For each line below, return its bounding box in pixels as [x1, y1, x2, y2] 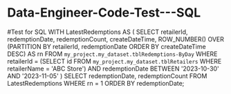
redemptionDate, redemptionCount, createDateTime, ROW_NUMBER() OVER [7, 35, 225, 43]
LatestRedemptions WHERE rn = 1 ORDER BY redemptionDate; [7, 79, 185, 87]
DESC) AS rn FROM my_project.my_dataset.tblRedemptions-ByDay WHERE [7, 50, 218, 58]
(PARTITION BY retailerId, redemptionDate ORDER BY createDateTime [7, 42, 206, 50]
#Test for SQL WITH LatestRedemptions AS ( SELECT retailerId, [7, 28, 188, 36]
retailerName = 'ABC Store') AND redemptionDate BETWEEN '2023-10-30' [7, 64, 219, 73]
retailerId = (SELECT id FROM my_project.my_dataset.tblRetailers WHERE [7, 57, 222, 65]
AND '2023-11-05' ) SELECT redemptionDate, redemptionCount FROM [7, 71, 207, 80]
